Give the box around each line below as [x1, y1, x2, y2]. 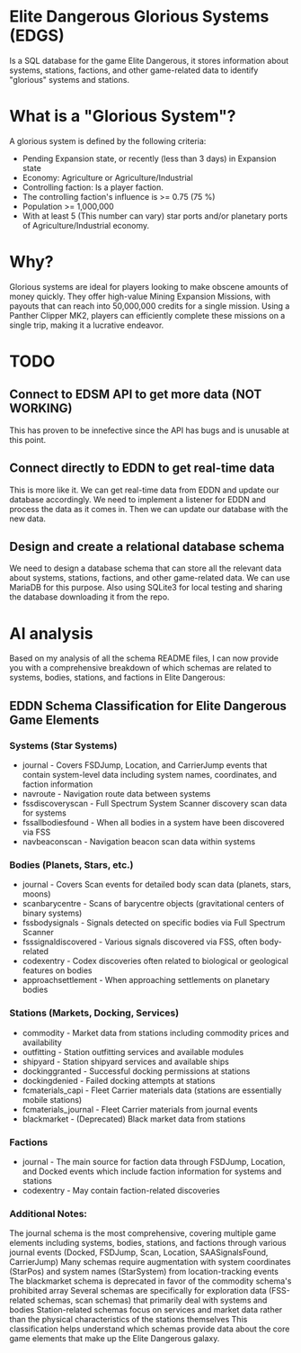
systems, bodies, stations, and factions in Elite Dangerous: [9, 672, 226, 683]
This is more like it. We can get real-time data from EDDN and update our [9, 484, 279, 495]
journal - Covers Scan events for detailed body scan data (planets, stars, [22, 879, 292, 890]
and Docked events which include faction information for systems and [22, 1166, 282, 1177]
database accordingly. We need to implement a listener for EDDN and [9, 493, 267, 505]
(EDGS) [9, 25, 65, 46]
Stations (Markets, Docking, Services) [9, 1006, 180, 1019]
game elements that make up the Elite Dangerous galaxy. [9, 1333, 220, 1344]
